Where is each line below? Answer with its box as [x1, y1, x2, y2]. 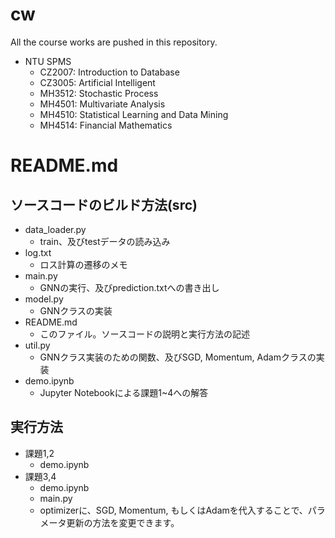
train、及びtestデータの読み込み [39, 235, 171, 247]
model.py [24, 293, 64, 305]
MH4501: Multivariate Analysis [39, 98, 166, 110]
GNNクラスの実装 [39, 304, 113, 317]
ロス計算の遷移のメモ [39, 258, 128, 270]
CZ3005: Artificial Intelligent [39, 76, 156, 88]
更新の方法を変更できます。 [66, 516, 180, 528]
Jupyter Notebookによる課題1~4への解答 [39, 386, 209, 398]
